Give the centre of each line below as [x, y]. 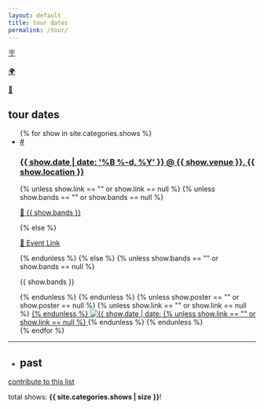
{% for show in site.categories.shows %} [86, 134]
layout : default [35, 15]
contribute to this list [41, 381]
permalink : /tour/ [38, 30]
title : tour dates [38, 23]
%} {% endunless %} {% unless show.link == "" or [137, 314]
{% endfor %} [42, 330]
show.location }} [52, 172]
